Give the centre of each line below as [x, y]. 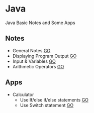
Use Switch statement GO [47, 105]
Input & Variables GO [34, 61]
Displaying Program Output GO [44, 56]
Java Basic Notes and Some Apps [40, 23]
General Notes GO [31, 50]
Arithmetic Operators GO [38, 66]
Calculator [23, 94]
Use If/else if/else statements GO [54, 100]
